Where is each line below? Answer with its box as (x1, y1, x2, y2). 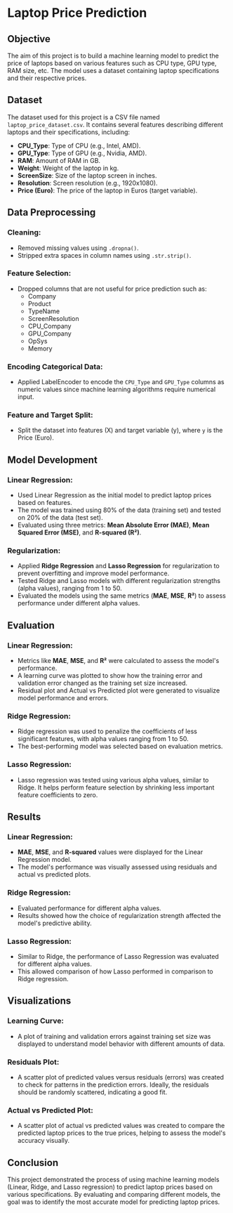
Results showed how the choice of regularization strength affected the (17, 911, 221, 919)
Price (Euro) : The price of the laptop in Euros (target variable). (17, 186, 198, 195)
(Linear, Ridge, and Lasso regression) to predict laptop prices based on (7, 1183, 213, 1191)
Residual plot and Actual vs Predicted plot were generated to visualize (17, 686, 220, 695)
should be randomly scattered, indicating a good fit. (17, 1087, 168, 1096)
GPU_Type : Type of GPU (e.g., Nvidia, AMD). (17, 149, 147, 157)
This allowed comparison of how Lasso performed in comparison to (17, 967, 213, 976)
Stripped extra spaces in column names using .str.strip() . (17, 251, 192, 259)
